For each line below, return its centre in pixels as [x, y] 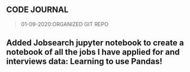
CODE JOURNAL [37, 10]
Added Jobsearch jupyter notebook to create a [95, 43]
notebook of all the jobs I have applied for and [93, 52]
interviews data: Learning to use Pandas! [85, 62]
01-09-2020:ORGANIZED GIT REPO [65, 24]
